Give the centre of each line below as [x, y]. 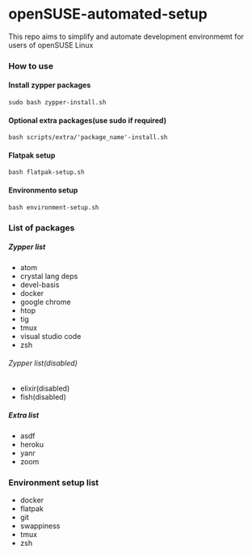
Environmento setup [43, 190]
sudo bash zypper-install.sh [57, 103]
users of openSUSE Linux [51, 44]
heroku [32, 444]
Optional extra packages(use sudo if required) [88, 120]
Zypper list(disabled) [43, 363]
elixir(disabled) [45, 388]
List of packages [42, 227]
